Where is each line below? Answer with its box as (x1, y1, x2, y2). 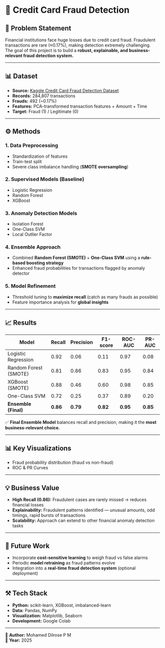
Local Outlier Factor (12, 231, 53, 237)
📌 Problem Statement (5, 24, 72, 32)
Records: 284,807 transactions (12, 93, 76, 99)
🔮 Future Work (5, 541, 50, 550)
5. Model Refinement (5, 282, 56, 289)
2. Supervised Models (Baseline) (5, 176, 84, 183)
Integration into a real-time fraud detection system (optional (12, 565, 136, 571)
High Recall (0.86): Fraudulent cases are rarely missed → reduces (12, 497, 147, 503)
